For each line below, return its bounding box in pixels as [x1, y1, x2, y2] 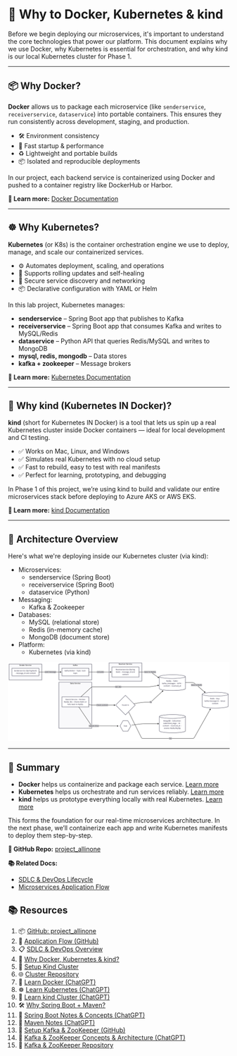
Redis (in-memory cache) [28, 625, 103, 634]
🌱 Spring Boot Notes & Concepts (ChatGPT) [18, 1011, 146, 1019]
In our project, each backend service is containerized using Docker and [8, 173, 215, 182]
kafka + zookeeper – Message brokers [18, 359, 132, 367]
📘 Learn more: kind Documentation [8, 506, 110, 515]
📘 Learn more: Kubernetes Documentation [8, 373, 131, 381]
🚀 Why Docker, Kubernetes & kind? [18, 954, 120, 963]
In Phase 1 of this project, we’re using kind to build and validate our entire [8, 485, 220, 493]
